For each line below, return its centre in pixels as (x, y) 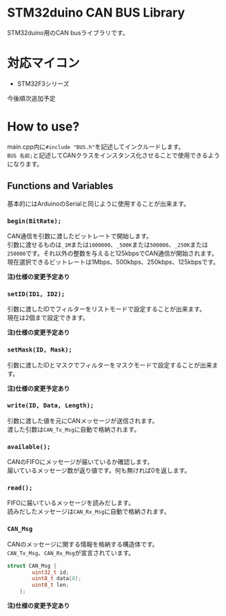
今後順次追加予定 (31, 98)
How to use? (43, 127)
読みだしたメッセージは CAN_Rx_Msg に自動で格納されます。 (89, 512)
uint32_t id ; (51, 572)
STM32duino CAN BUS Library (96, 13)
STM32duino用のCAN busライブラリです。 (68, 32)
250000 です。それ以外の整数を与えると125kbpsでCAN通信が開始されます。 (113, 253)
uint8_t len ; (51, 585)
